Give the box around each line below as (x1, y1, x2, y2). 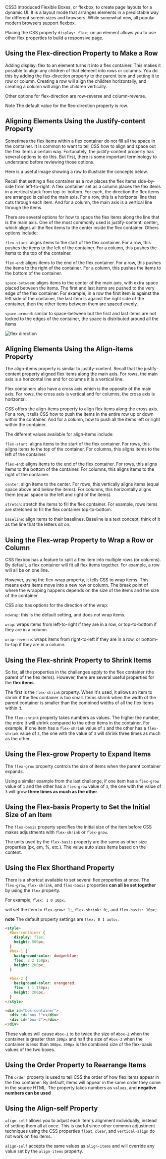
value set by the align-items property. (5, 1148, 83, 1154)
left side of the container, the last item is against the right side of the (5, 295, 145, 301)
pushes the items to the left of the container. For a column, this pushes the (5, 245, 157, 251)
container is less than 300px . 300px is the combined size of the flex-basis (5, 1042, 153, 1047)
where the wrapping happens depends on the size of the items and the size (5, 587, 160, 594)
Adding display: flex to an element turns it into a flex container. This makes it (5, 62, 161, 68)
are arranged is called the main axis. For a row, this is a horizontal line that (5, 194, 156, 200)
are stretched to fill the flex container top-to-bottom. (5, 506, 112, 512)
